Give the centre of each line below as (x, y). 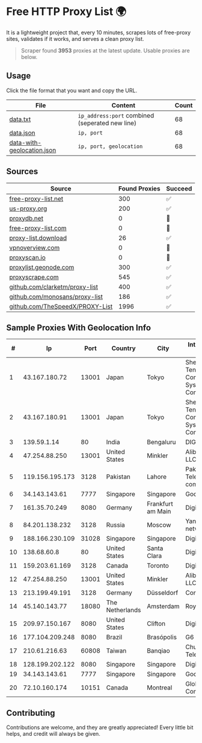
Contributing (31, 713)
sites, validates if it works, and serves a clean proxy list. (75, 39)
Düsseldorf (163, 593)
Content (124, 105)
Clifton (156, 624)
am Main (159, 512)
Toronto (158, 566)
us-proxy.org (28, 208)
